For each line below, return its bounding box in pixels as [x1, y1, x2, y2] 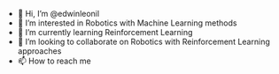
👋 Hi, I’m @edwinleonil [17, 9, 100, 18]
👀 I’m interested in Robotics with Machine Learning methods [17, 18, 237, 28]
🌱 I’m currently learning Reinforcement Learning [17, 27, 193, 37]
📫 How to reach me [17, 55, 91, 66]
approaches [17, 46, 62, 56]
